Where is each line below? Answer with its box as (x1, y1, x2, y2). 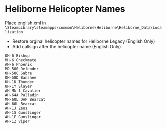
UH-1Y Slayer (5, 84, 32, 89)
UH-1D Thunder (5, 79, 35, 84)
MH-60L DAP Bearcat (5, 97, 46, 102)
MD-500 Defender (5, 66, 39, 71)
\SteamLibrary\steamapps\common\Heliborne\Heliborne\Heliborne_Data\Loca (5, 25, 162, 30)
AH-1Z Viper (5, 119, 30, 124)
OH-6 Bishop (5, 53, 30, 58)
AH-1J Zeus (5, 106, 28, 111)
